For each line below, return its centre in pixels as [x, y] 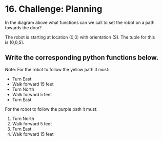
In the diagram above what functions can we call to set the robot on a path [80, 22]
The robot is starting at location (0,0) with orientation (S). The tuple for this [80, 37]
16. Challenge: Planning [54, 9]
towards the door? [23, 27]
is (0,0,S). [15, 42]
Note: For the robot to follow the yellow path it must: [57, 69]
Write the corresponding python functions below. [82, 58]
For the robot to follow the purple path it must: [51, 109]
